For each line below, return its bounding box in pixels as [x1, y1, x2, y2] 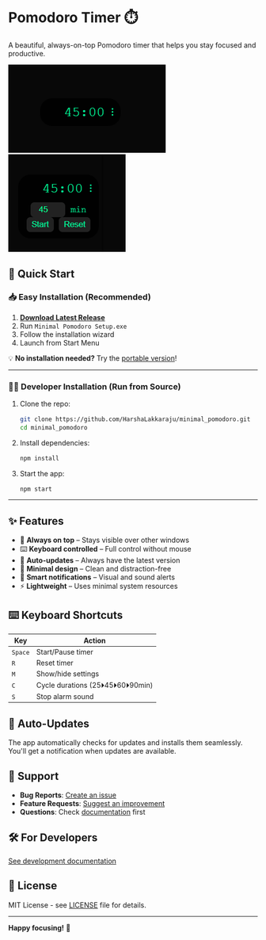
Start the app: [19, 468, 65, 478]
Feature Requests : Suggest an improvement [19, 798, 165, 808]
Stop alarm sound [36, 691, 94, 701]
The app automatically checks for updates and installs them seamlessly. [8, 738, 243, 747]
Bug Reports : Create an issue [19, 790, 117, 800]
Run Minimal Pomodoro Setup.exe [19, 321, 127, 331]
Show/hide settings [36, 669, 100, 678]
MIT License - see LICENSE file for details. [8, 900, 146, 910]
